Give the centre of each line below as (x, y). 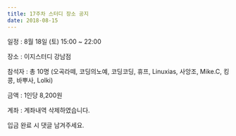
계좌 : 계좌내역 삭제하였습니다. (49, 110)
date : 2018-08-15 (33, 20)
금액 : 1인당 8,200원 (35, 95)
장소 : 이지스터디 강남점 (39, 56)
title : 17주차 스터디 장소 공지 (48, 14)
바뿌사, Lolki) (35, 80)
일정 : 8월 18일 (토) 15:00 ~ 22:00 (54, 41)
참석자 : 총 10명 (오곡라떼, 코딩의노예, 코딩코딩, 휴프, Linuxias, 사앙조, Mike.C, (114, 71)
